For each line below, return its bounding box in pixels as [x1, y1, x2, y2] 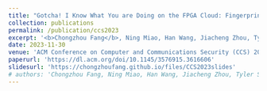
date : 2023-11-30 [8, 41, 66, 49]
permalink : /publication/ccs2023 [8, 26, 119, 34]
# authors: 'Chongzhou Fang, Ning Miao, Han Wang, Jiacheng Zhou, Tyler [8, 70, 254, 78]
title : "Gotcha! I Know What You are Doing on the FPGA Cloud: [8, 11, 222, 20]
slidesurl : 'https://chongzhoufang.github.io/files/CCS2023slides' [8, 63, 237, 71]
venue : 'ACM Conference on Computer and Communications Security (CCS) [8, 48, 250, 56]
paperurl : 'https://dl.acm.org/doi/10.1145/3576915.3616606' [8, 56, 215, 64]
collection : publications [8, 19, 94, 27]
